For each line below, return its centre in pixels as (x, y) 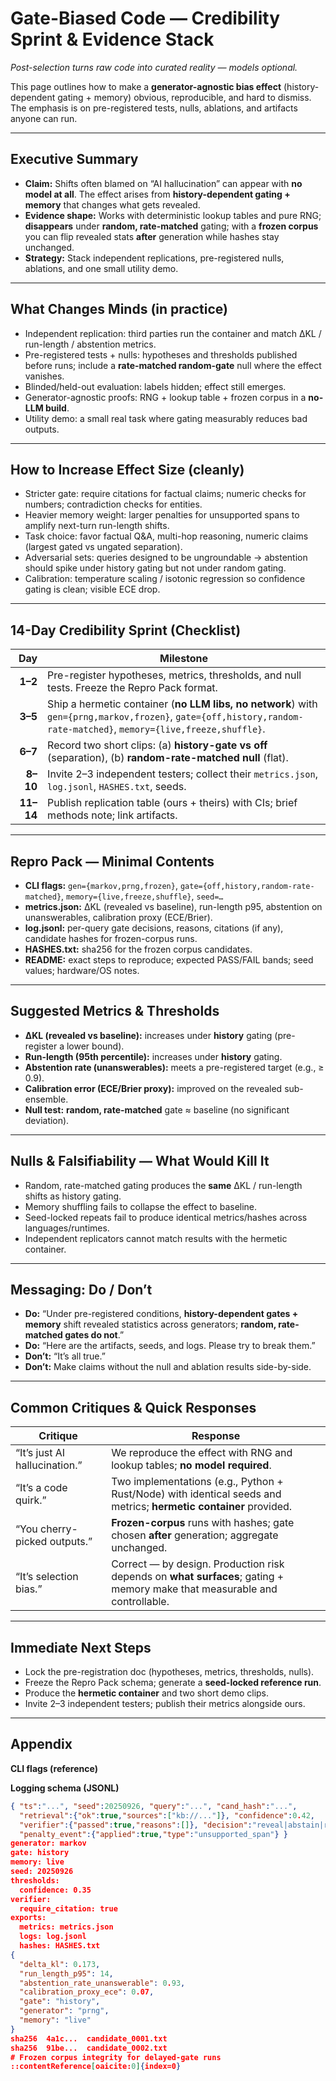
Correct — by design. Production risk (198, 1564)
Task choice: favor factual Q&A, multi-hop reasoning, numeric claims (166, 536)
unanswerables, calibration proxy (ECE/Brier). (118, 917)
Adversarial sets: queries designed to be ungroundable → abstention (166, 558)
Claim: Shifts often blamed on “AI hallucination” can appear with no (163, 183)
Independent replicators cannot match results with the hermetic (156, 1238)
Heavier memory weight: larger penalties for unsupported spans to (162, 515)
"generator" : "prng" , (64, 2011)
